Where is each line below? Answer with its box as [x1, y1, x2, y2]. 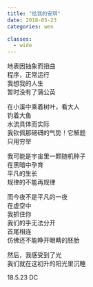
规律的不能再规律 [7, 178, 56, 186]
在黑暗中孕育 [7, 161, 43, 169]
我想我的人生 [7, 79, 43, 87]
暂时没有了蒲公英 [7, 88, 56, 96]
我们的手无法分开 [7, 219, 56, 227]
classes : [7, 35, 32, 42]
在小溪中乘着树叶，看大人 [7, 103, 80, 111]
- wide [13, 42, 32, 49]
